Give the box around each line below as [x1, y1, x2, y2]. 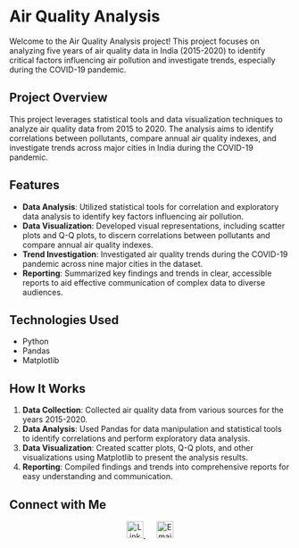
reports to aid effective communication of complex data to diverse [21, 277, 266, 287]
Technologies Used [9, 312, 119, 328]
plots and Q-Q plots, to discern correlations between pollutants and [21, 229, 270, 240]
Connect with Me [9, 497, 107, 512]
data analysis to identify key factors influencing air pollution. [21, 211, 244, 221]
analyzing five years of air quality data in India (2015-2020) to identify [9, 45, 266, 55]
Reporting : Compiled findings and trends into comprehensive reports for [21, 461, 290, 472]
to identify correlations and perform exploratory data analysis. [21, 433, 251, 444]
